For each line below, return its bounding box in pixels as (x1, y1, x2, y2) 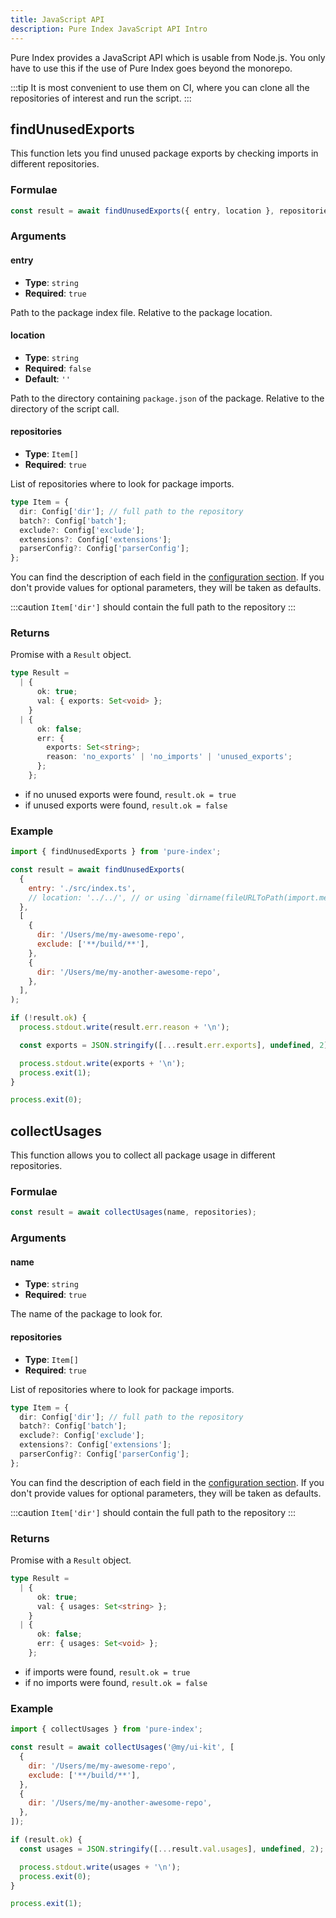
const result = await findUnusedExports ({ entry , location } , (10, 206, 275, 216)
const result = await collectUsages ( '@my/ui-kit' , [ (10, 1742, 235, 1753)
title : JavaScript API (10, 14, 105, 25)
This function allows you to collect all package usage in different (10, 1149, 276, 1161)
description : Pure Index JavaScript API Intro (10, 24, 208, 34)
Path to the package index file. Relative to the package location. (10, 306, 273, 318)
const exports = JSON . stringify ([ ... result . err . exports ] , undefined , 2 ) (19, 1040, 329, 1050)
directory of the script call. (10, 402, 120, 415)
